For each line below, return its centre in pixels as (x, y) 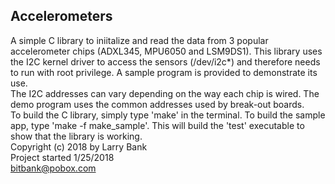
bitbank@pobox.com (53, 168)
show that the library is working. (76, 136)
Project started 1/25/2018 (62, 157)
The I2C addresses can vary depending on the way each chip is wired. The (165, 93)
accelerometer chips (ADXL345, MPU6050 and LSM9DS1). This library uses (166, 51)
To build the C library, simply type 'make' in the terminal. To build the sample (168, 115)
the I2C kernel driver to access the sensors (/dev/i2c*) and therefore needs (165, 61)
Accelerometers (61, 16)
